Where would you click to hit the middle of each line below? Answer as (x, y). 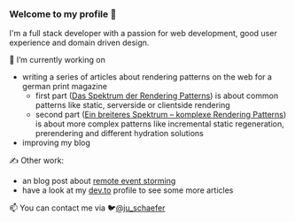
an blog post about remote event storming (99, 181)
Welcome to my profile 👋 (63, 14)
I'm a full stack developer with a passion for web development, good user (143, 34)
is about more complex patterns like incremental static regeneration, (160, 124)
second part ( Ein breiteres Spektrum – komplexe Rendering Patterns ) (161, 115)
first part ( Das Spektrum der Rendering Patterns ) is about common (157, 96)
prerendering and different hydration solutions (119, 134)
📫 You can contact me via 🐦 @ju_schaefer (87, 208)
